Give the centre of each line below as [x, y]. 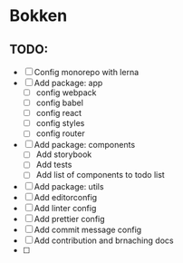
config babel [60, 103]
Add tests [54, 165]
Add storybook [64, 154]
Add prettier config [70, 219]
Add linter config [65, 208]
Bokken [39, 16]
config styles [60, 123]
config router [60, 133]
